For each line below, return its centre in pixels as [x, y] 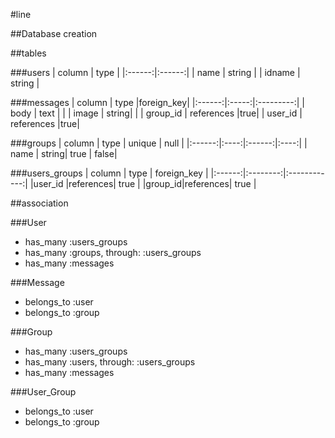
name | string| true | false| [64, 153]
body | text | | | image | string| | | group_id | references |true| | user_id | [156, 113]
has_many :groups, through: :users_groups [113, 252]
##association [39, 203]
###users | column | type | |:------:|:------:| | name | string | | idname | [155, 72]
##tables [28, 53]
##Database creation [54, 33]
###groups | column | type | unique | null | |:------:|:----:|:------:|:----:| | [159, 143]
